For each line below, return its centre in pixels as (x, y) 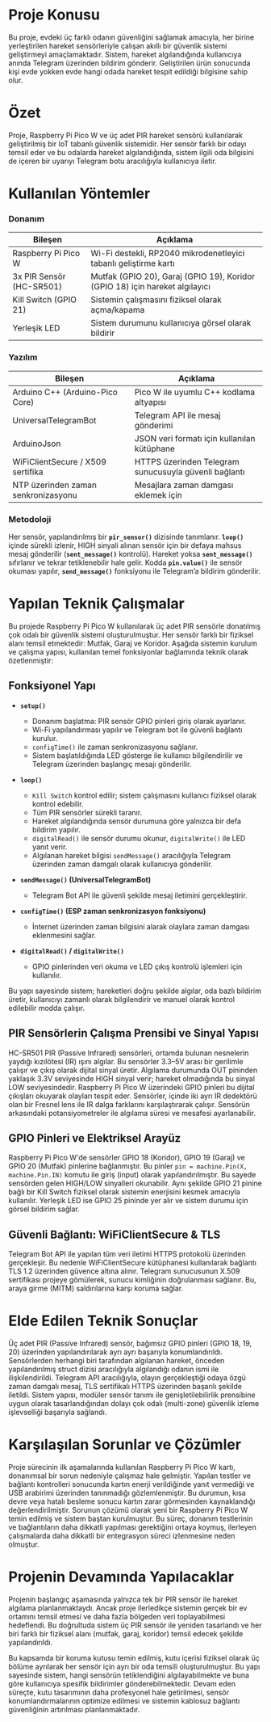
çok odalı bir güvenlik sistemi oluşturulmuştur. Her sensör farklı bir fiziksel (131, 634)
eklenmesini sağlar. (64, 935)
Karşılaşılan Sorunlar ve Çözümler (125, 1445)
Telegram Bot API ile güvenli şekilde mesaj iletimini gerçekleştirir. (140, 895)
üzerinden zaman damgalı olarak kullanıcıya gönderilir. (123, 864)
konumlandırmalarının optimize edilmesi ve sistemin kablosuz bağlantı (124, 1701)
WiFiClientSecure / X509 (60, 461)
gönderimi (154, 425)
